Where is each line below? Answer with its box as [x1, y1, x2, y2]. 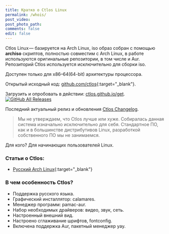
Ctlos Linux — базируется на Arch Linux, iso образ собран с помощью [5, 45, 156, 51]
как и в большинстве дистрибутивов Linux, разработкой [17, 127, 141, 133]
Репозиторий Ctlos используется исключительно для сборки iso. [5, 62, 146, 67]
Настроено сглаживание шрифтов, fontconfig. [12, 217, 113, 224]
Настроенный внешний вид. [12, 212, 74, 218]
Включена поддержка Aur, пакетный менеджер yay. [12, 223, 126, 229]
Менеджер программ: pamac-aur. [12, 201, 86, 208]
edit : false [5, 31, 30, 36]
